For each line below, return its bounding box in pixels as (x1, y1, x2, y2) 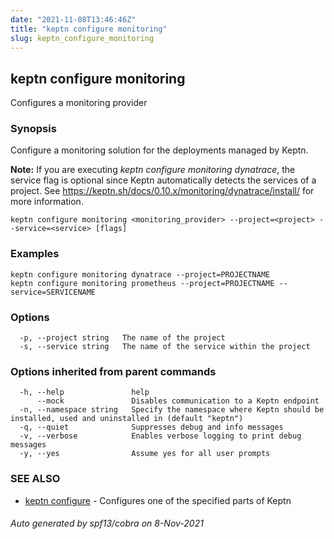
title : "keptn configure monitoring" (10, 24, 168, 34)
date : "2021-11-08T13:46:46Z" (10, 14, 137, 25)
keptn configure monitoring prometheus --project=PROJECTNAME (10, 278, 275, 288)
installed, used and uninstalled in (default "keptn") (10, 414, 244, 424)
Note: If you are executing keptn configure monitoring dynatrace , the (10, 164, 296, 176)
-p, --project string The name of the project (19, 333, 226, 343)
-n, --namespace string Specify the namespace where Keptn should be (19, 405, 325, 415)
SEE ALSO (10, 472, 61, 486)
